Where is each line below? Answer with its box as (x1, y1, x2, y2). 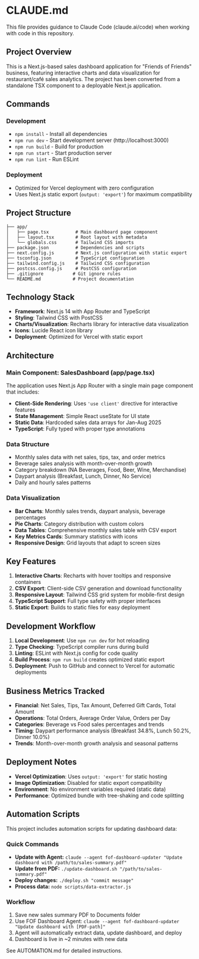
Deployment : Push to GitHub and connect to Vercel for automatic (14, 663, 175, 670)
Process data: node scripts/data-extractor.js (14, 883, 132, 890)
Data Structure (6, 440, 50, 448)
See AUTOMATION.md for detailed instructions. (6, 947, 123, 954)
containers (14, 579, 42, 586)
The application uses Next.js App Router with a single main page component (6, 382, 194, 389)
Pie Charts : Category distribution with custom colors (14, 520, 144, 527)
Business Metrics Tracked (6, 686, 105, 696)
